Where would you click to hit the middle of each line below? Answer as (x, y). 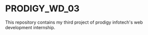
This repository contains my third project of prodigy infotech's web (74, 22)
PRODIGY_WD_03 (42, 9)
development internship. (30, 27)
